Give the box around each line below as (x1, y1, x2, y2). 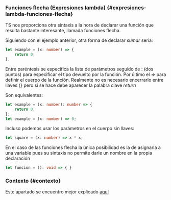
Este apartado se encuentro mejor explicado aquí (5, 189, 109, 195)
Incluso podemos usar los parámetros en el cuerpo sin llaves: (5, 126, 134, 132)
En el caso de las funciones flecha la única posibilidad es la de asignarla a (5, 144, 161, 151)
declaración (5, 155, 31, 162)
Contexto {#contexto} (5, 178, 61, 185)
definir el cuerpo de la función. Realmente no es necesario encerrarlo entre (5, 77, 164, 83)
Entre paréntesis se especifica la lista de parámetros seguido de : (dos (5, 66, 154, 72)
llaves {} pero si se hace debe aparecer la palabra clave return (5, 82, 136, 88)
